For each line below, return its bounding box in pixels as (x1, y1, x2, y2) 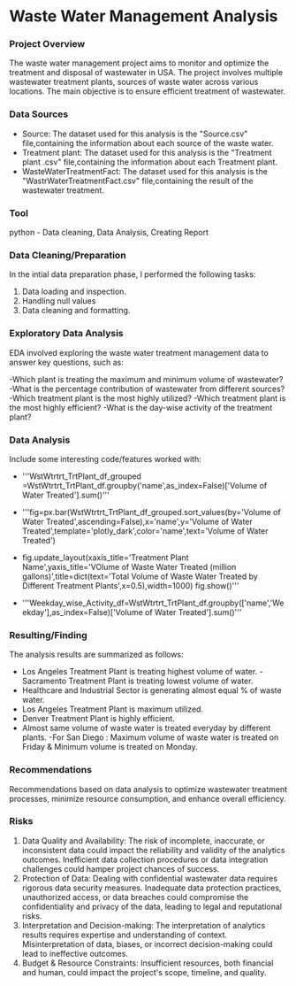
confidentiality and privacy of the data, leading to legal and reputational (21, 901, 283, 912)
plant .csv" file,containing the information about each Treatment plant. (21, 157, 278, 167)
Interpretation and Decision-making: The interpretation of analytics (21, 920, 266, 930)
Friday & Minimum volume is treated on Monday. (21, 742, 198, 752)
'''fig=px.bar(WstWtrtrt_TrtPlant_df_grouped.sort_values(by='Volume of (21, 506, 281, 517)
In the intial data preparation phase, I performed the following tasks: (9, 269, 256, 280)
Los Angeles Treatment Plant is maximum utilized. (21, 704, 204, 714)
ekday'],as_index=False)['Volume (21, 606, 143, 617)
